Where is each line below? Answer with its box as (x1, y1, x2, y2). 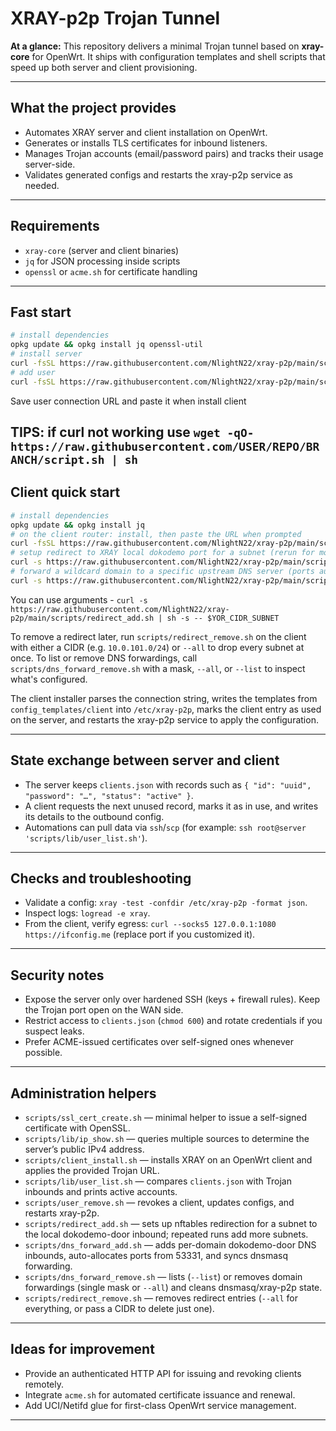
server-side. (24, 158, 76, 170)
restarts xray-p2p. (24, 1207, 100, 1219)
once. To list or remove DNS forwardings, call (10, 652, 198, 664)
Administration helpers (10, 1085, 157, 1102)
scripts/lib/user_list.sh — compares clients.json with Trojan (24, 1175, 292, 1187)
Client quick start (10, 484, 121, 501)
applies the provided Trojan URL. (24, 1165, 160, 1177)
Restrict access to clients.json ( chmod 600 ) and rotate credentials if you (24, 1015, 323, 1027)
